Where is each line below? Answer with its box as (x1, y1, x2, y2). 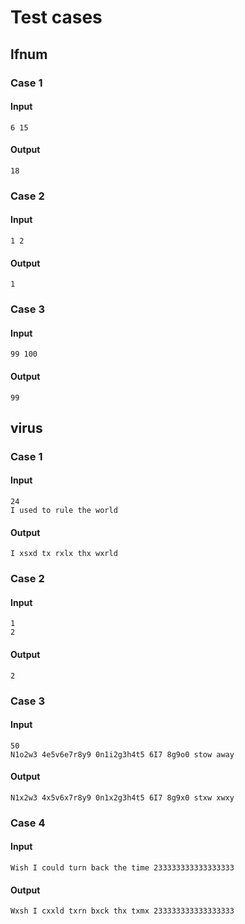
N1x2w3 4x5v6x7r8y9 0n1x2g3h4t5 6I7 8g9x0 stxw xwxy (10, 792, 235, 803)
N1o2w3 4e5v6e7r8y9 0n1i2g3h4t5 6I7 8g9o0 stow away (10, 749, 235, 760)
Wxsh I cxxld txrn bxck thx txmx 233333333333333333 (10, 906, 235, 916)
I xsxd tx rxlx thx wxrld (10, 549, 118, 559)
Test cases (10, 6, 103, 29)
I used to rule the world (10, 506, 118, 516)
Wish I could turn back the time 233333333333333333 (10, 863, 235, 873)
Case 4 (10, 816, 46, 830)
